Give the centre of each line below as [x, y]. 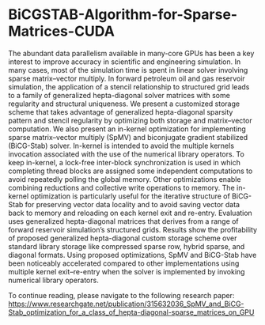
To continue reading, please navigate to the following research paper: [121, 295]
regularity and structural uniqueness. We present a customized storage [124, 104]
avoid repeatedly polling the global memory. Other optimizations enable [125, 179]
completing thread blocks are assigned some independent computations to [131, 171]
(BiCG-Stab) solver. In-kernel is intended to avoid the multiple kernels [121, 145]
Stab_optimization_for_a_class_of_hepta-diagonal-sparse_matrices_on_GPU [131, 312]
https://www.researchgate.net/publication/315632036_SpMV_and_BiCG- [126, 304]
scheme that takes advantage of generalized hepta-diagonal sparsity [121, 111]
